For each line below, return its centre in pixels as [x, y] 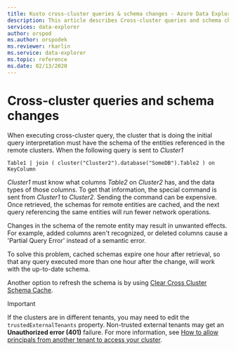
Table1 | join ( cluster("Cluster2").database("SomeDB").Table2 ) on [111, 163]
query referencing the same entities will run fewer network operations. [109, 212]
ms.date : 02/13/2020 [38, 66]
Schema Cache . [31, 290]
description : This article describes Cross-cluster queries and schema [114, 20]
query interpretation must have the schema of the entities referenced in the [116, 143]
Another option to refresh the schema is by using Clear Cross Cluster [107, 282]
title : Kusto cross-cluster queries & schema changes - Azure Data [108, 14]
